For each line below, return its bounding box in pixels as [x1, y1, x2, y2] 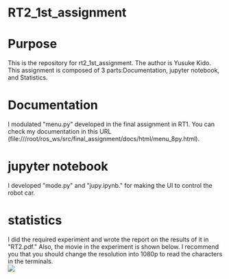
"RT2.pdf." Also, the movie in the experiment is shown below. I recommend [8, 242, 219, 251]
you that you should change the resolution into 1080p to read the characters [8, 250, 223, 258]
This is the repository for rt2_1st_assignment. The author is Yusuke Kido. [8, 59, 211, 67]
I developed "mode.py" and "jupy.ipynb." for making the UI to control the [8, 182, 213, 189]
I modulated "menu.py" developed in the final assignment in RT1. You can [8, 120, 215, 128]
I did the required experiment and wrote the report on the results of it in [8, 235, 209, 243]
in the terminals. [8, 257, 53, 265]
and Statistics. [8, 73, 48, 82]
